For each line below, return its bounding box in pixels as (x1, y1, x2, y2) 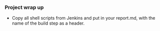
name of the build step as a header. (11, 20, 85, 26)
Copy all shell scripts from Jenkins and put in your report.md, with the (11, 15, 156, 21)
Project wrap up (4, 4, 44, 11)
